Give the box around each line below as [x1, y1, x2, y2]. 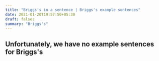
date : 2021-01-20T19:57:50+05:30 [5, 12, 75, 17]
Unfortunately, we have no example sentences [5, 39, 154, 48]
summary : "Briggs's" [5, 21, 49, 26]
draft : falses [5, 16, 35, 21]
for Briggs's [5, 47, 43, 56]
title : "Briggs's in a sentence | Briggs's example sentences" [5, 7, 141, 12]
